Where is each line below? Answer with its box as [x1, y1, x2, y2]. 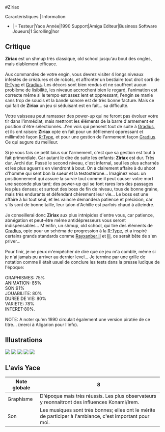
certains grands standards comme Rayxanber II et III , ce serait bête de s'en [5, 233, 157, 239]
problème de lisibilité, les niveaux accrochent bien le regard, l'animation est [5, 87, 158, 93]
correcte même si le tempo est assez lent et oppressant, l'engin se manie [5, 92, 153, 98]
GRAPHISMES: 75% [5, 274, 45, 280]
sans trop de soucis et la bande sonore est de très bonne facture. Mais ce [5, 97, 155, 103]
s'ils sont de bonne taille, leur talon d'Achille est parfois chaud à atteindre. [5, 201, 155, 208]
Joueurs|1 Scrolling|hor [12, 28, 59, 34]
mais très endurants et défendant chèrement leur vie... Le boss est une [5, 191, 149, 197]
